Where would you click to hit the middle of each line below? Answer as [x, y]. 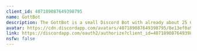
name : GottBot [23, 17]
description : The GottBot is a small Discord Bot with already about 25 [97, 22]
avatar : [16, 28]
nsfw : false [21, 39]
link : [13, 33]
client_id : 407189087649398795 [44, 11]
